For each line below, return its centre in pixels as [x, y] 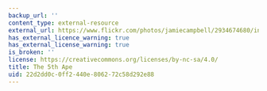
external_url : [32, 30]
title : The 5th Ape [41, 67]
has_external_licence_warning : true [69, 38]
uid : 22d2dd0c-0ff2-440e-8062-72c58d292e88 [81, 74]
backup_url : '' [33, 15]
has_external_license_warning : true [69, 45]
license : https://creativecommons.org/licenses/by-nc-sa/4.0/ [113, 60]
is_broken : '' [32, 52]
